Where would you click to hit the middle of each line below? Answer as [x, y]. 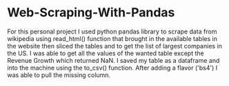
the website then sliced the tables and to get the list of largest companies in [115, 46]
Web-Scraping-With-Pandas [91, 13]
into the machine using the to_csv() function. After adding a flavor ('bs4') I [112, 68]
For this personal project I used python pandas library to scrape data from [112, 31]
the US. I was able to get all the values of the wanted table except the [106, 53]
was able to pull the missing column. [59, 75]
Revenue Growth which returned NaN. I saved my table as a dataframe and [113, 60]
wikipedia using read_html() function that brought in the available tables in [112, 38]
